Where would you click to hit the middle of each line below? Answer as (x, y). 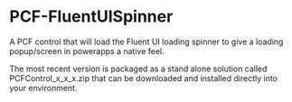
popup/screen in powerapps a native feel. (87, 51)
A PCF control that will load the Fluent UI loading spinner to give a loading (146, 42)
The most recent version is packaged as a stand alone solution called (138, 69)
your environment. (43, 88)
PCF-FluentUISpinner (91, 17)
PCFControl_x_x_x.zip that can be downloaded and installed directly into (144, 78)
